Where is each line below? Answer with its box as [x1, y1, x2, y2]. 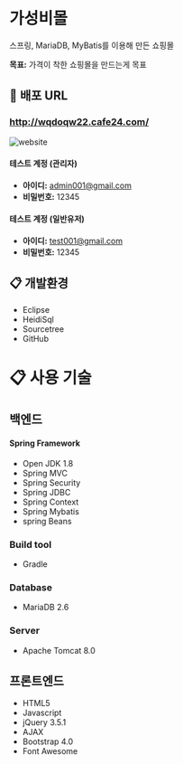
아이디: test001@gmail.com [22, 236, 124, 247]
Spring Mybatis [22, 505, 79, 516]
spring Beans [22, 515, 72, 526]
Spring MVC [22, 467, 69, 478]
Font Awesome [22, 746, 78, 757]
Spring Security [22, 476, 81, 488]
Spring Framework [9, 438, 81, 448]
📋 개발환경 [9, 276, 69, 291]
